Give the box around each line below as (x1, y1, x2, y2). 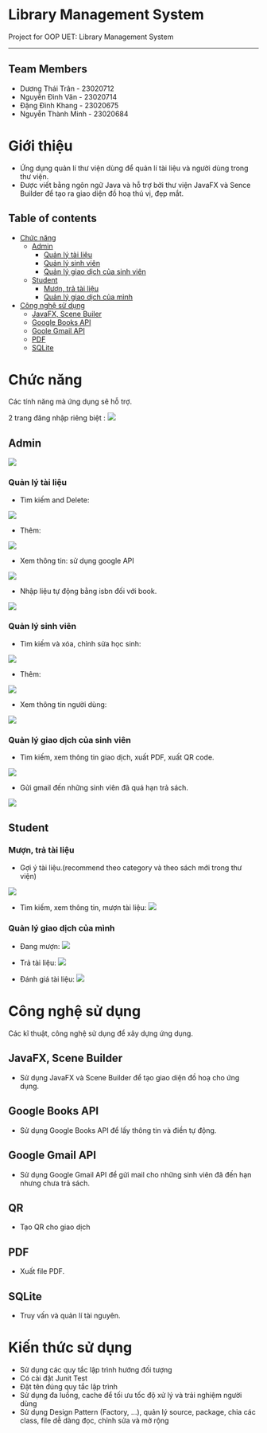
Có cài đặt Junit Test (19, 1373, 88, 1383)
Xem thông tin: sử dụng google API (19, 556, 135, 565)
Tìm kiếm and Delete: (19, 495, 90, 505)
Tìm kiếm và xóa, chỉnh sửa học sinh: (19, 638, 141, 648)
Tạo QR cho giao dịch (19, 1222, 91, 1232)
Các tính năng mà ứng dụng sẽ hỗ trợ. (8, 396, 133, 407)
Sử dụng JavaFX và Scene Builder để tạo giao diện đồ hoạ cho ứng (19, 1072, 240, 1082)
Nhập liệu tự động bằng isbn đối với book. (19, 586, 157, 595)
